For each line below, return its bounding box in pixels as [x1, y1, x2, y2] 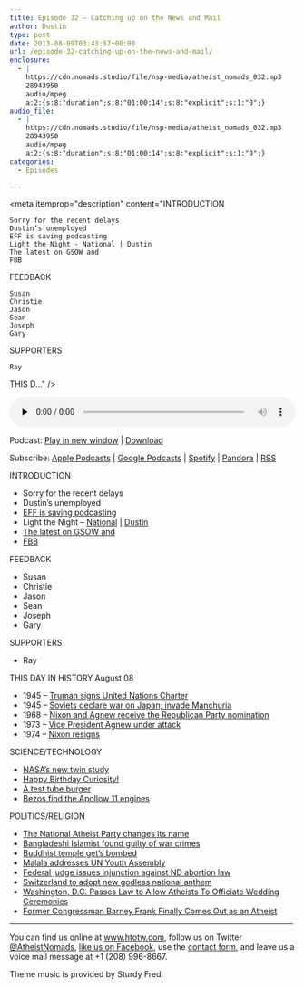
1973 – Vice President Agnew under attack [22, 720, 181, 731]
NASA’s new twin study [22, 764, 110, 775]
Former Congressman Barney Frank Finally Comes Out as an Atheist [22, 906, 278, 917]
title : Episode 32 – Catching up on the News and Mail [9, 13, 221, 23]
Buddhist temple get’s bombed [22, 848, 138, 859]
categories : [9, 156, 54, 166]
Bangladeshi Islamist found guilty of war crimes [22, 838, 201, 849]
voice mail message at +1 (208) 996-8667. [9, 952, 168, 963]
